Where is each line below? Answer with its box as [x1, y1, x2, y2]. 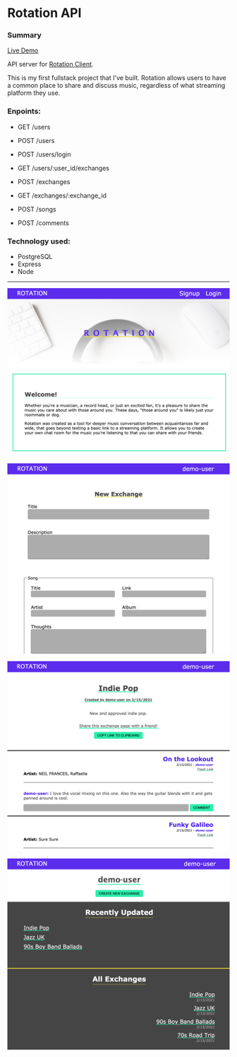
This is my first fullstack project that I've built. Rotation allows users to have [7, 74, 227, 82]
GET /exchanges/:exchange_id [17, 191, 107, 200]
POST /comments [17, 218, 69, 227]
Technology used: [7, 236, 71, 246]
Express [17, 260, 42, 268]
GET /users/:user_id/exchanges [17, 164, 109, 172]
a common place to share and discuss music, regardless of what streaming [7, 81, 226, 90]
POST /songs [17, 205, 56, 213]
